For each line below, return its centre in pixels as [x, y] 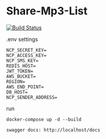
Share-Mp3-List [47, 11]
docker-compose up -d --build [44, 119]
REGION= [16, 81]
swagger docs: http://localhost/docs [53, 130]
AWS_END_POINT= [25, 87]
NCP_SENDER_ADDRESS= [32, 97]
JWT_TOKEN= [20, 71]
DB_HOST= [17, 92]
